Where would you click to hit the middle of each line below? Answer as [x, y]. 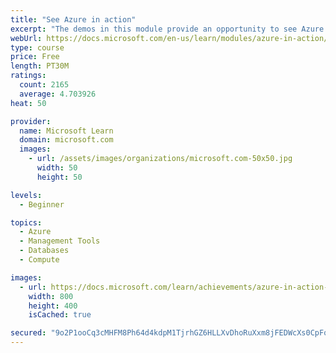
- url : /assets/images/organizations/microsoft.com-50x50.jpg [160, 159]
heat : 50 [28, 103]
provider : [31, 121]
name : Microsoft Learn [66, 131]
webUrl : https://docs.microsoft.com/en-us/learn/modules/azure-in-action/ [169, 38]
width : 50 [57, 168]
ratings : [28, 76]
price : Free [35, 57]
